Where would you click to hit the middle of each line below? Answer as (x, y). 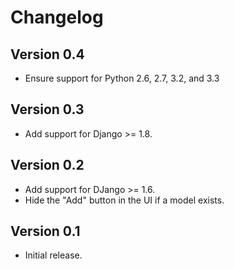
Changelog (57, 17)
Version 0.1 (45, 231)
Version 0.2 (47, 165)
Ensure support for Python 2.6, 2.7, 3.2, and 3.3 (122, 78)
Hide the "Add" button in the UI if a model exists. (124, 200)
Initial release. (53, 255)
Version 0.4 (47, 54)
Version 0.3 (47, 109)
